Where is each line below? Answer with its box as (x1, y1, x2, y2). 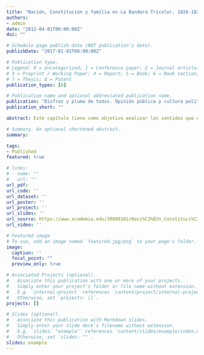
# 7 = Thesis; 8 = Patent (6, 76, 72, 82)
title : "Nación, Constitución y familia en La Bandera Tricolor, (6, 9, 175, 15)
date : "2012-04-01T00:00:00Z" (6, 26, 83, 32)
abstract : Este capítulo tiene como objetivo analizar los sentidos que (6, 115, 194, 121)
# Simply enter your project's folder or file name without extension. (6, 283, 197, 289)
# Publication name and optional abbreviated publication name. (6, 93, 172, 99)
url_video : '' (6, 222, 42, 228)
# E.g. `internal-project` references (6, 289, 110, 295)
